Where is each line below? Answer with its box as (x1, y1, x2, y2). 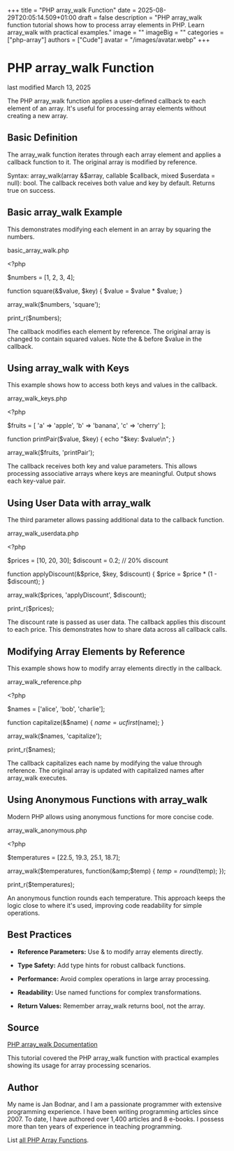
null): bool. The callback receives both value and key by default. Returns (7, 178, 215, 187)
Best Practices (7, 929, 72, 941)
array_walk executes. (7, 774, 68, 782)
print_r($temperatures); (7, 880, 75, 888)
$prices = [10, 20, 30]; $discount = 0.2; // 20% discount (7, 556, 169, 565)
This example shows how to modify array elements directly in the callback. (7, 664, 222, 672)
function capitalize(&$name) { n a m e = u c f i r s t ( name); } (7, 718, 164, 726)
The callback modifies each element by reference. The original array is (7, 327, 211, 335)
